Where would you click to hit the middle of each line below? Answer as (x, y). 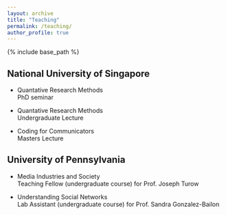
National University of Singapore (78, 74)
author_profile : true (38, 33)
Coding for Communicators (56, 131)
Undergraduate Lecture (50, 118)
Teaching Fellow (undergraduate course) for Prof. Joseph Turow (108, 184)
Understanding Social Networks (62, 197)
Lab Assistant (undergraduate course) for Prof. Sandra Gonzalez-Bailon (118, 204)
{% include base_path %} (43, 52)
